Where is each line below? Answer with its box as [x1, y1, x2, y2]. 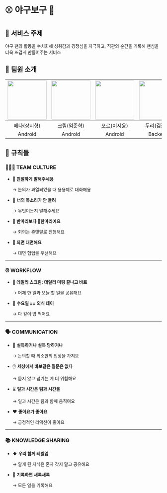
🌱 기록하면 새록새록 [12, 472, 50, 478]
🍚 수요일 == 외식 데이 [12, 300, 54, 306]
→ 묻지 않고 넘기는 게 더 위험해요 [12, 376, 77, 382]
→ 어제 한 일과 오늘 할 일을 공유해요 [12, 289, 82, 296]
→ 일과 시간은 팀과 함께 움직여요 [12, 398, 76, 404]
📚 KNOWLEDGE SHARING [5, 437, 70, 444]
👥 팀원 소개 [5, 65, 37, 74]
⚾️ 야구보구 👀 [5, 4, 55, 16]
